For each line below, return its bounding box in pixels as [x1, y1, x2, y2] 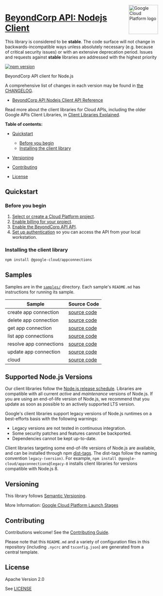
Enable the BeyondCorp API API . [12, 224, 77, 230]
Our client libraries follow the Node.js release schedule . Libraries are [5, 385, 142, 392]
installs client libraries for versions [69, 461, 137, 466]
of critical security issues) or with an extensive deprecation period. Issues [5, 49, 153, 55]
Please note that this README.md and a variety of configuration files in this [5, 539, 150, 545]
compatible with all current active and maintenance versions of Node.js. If [5, 391, 153, 397]
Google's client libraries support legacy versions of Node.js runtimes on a [5, 411, 152, 417]
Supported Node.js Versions [5, 373, 93, 381]
